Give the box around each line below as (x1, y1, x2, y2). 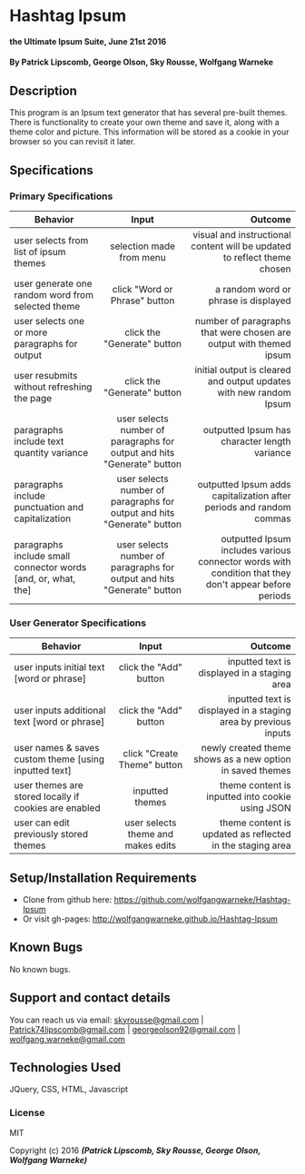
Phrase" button (110, 294, 175, 307)
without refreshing (14, 380, 93, 393)
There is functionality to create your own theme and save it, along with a (9, 117, 280, 128)
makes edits (124, 839, 177, 852)
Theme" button (118, 759, 183, 772)
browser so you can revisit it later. (9, 136, 136, 147)
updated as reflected (202, 828, 291, 841)
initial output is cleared (194, 363, 291, 376)
